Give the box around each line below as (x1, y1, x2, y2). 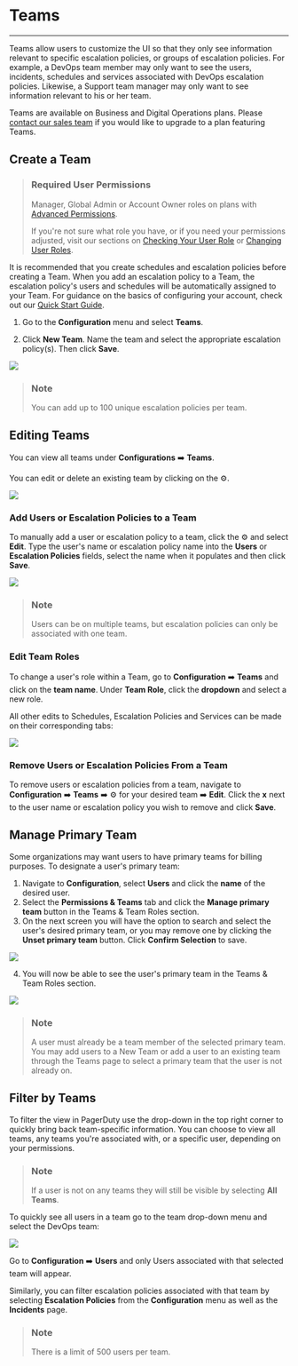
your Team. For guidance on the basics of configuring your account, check (9, 290, 283, 300)
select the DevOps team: (9, 1221, 99, 1232)
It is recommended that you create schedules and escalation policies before (9, 261, 286, 272)
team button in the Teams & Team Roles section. (21, 906, 200, 917)
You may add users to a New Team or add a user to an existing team (30, 1046, 281, 1057)
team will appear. (9, 1268, 72, 1279)
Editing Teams (9, 428, 90, 443)
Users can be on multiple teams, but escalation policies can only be (30, 619, 278, 630)
